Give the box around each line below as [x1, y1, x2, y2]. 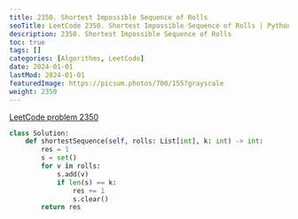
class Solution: [9, 129, 69, 137]
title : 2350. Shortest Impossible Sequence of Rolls [9, 12, 208, 22]
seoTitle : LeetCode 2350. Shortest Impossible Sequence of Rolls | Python [9, 21, 292, 30]
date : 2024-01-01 [9, 63, 74, 72]
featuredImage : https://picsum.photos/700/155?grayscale [9, 79, 224, 88]
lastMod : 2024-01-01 [9, 71, 86, 80]
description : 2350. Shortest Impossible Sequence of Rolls [9, 29, 232, 38]
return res [41, 203, 82, 212]
